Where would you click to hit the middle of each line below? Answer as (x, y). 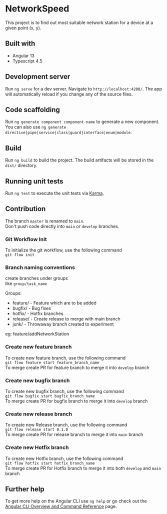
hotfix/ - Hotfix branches (38, 313)
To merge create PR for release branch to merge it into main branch (74, 434)
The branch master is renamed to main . (45, 221)
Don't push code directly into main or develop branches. (62, 226)
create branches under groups (37, 278)
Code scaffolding (32, 110)
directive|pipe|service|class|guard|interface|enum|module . (68, 132)
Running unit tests (34, 181)
